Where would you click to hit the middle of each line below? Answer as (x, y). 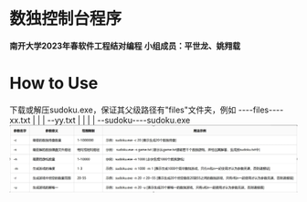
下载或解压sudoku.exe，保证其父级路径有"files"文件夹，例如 (123, 110)
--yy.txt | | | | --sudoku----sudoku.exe (119, 120)
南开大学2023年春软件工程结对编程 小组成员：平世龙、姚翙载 (125, 46)
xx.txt (20, 120)
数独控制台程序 (66, 19)
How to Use (54, 84)
